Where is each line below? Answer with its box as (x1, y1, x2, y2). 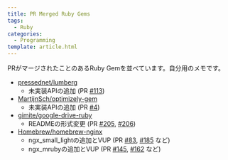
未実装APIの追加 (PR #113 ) (28, 87, 105, 95)
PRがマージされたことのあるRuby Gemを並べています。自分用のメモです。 (7, 64, 225, 72)
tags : (7, 17, 23, 24)
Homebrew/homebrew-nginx (17, 127, 103, 136)
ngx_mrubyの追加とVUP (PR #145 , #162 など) (28, 145, 161, 153)
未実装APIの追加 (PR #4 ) (28, 103, 100, 111)
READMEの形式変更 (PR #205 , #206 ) (28, 119, 136, 128)
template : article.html (7, 43, 78, 50)
